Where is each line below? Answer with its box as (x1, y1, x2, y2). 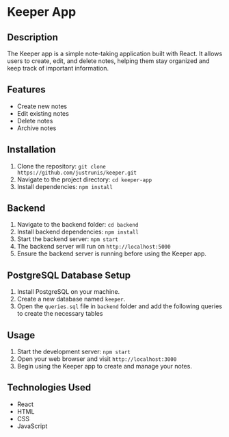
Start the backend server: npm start (16, 235, 118, 243)
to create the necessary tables (16, 310, 103, 318)
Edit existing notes (16, 109, 70, 117)
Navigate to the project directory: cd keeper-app (16, 175, 152, 184)
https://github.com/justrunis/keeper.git (16, 169, 137, 176)
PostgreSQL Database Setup (7, 269, 131, 281)
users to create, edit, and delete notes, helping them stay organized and (7, 57, 210, 65)
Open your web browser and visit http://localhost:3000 (16, 355, 177, 363)
